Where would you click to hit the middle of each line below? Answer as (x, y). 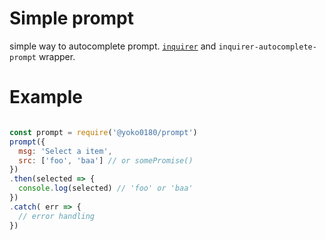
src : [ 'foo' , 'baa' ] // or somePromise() (106, 160)
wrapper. (57, 56)
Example (46, 97)
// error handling (57, 216)
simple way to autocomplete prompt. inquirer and (113, 46)
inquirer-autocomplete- (267, 47)
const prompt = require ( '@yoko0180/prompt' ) (103, 132)
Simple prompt (72, 18)
